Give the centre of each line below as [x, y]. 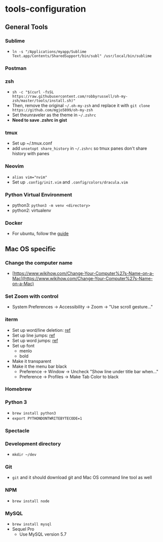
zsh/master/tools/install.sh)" [44, 101]
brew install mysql [32, 524]
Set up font [23, 345]
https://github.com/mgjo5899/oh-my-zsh [53, 110]
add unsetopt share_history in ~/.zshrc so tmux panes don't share [80, 148]
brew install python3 [34, 413]
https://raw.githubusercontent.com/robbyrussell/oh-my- [70, 97]
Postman [16, 68]
